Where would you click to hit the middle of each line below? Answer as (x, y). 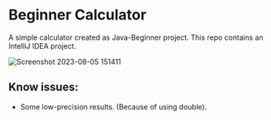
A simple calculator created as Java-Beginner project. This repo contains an (136, 37)
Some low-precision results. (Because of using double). (114, 106)
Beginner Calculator (77, 15)
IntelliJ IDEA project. (42, 45)
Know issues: (44, 87)
